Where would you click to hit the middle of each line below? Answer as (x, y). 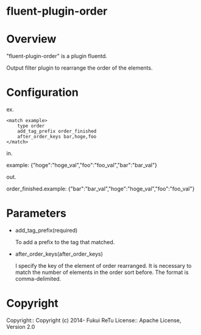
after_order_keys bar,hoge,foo (57, 137)
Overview (31, 39)
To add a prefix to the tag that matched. (65, 242)
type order (31, 126)
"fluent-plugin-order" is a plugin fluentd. (57, 56)
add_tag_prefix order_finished (57, 131)
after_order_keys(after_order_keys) (59, 254)
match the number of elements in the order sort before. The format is (102, 272)
